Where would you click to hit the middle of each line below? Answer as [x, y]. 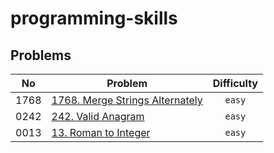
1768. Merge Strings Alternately [127, 100]
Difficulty [235, 83]
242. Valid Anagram [98, 116]
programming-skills [94, 18]
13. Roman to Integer [101, 132]
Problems [41, 55]
